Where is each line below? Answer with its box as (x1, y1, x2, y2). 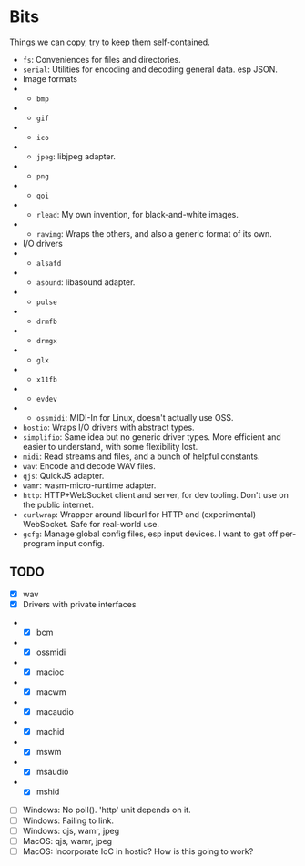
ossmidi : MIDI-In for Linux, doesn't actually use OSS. (36, 412, 234, 423)
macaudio (36, 707, 75, 718)
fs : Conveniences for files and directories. (22, 54, 181, 65)
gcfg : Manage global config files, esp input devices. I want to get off (22, 528, 279, 539)
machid (36, 727, 65, 738)
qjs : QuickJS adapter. (22, 470, 105, 481)
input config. (56, 537, 105, 548)
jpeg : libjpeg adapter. (36, 150, 117, 161)
